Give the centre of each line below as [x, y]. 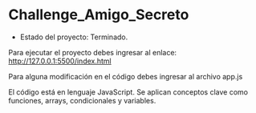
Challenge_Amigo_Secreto [99, 15]
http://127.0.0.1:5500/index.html [60, 61]
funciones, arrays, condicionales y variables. [82, 100]
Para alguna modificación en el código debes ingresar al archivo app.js [126, 76]
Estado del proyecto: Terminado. [74, 37]
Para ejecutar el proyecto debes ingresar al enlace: [93, 52]
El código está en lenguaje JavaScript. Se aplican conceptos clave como [128, 92]
